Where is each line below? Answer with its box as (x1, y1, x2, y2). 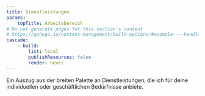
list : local (28, 49, 59, 55)
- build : (17, 43, 40, 49)
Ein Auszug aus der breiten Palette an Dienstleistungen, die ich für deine (6, 77, 189, 84)
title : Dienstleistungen (6, 9, 70, 15)
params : (6, 15, 26, 21)
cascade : (6, 37, 29, 43)
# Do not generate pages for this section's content (6, 26, 143, 32)
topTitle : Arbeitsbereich (17, 20, 84, 26)
